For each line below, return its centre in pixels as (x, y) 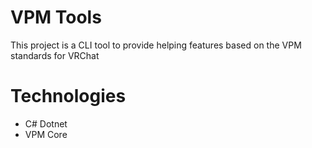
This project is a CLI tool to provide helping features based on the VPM (156, 45)
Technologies (68, 96)
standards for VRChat (55, 55)
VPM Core (46, 134)
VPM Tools (56, 17)
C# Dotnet (46, 123)
